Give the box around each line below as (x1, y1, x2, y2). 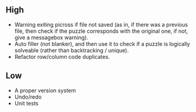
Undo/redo (14, 93, 42, 100)
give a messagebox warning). (14, 33, 88, 41)
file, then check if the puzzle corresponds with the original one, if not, (14, 27, 188, 35)
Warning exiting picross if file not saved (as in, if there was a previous (14, 21, 188, 28)
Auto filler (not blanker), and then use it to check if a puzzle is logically (14, 40, 191, 47)
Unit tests (14, 99, 39, 107)
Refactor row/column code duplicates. (14, 53, 110, 60)
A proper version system (14, 87, 76, 94)
